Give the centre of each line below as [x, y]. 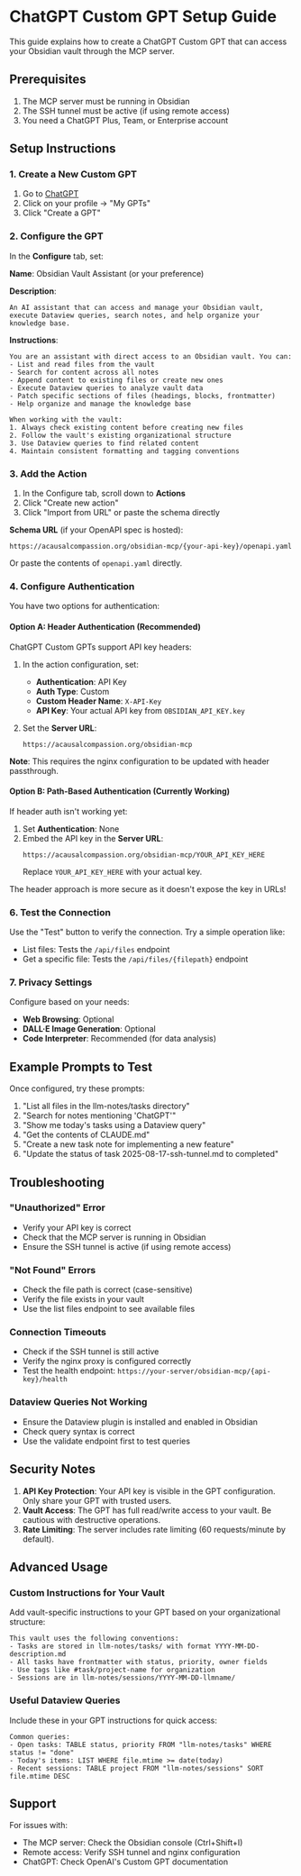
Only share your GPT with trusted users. [97, 1500]
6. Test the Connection [60, 912]
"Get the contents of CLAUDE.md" [86, 1135]
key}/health [45, 1380]
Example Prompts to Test [81, 1066]
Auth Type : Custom [73, 691]
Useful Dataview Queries [65, 1700]
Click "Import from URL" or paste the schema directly [121, 513]
